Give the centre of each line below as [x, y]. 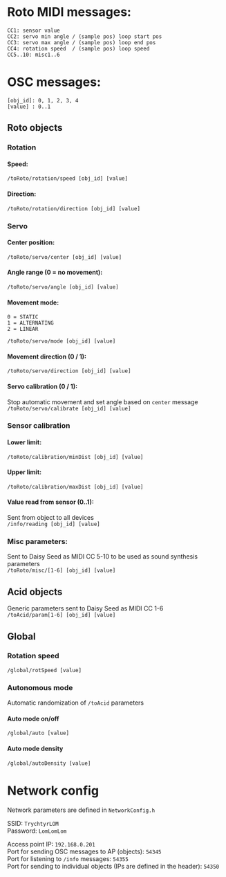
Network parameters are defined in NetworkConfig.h [81, 810]
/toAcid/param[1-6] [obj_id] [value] [62, 615]
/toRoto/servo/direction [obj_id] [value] [69, 371]
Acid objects [35, 591]
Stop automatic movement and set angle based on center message [103, 401]
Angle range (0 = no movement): [55, 272]
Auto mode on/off [33, 718]
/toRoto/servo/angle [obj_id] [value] [63, 287]
